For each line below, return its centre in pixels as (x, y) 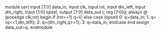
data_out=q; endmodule (29, 27)
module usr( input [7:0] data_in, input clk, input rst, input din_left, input (75, 7)
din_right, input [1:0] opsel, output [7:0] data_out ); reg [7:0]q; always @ (76, 12)
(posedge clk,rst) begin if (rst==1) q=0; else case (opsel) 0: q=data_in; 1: (77, 17)
